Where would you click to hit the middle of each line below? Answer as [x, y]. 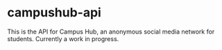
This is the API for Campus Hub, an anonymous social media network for [111, 32]
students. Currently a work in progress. [63, 38]
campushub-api [54, 13]
